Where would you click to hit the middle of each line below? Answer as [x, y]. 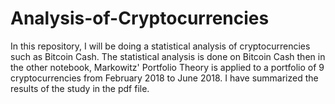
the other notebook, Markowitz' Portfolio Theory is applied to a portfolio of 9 [167, 67]
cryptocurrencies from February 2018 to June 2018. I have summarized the [164, 78]
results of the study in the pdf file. [80, 88]
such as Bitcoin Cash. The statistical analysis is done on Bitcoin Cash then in [168, 56]
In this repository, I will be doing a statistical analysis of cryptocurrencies [160, 46]
